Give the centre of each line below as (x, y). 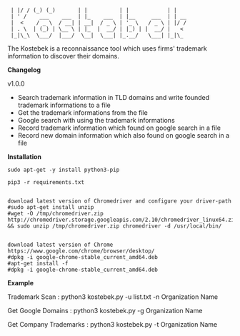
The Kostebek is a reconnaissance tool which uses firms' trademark (107, 49)
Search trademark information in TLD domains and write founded (114, 97)
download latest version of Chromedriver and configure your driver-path (120, 201)
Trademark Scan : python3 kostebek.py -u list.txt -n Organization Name (113, 297)
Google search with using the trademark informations (96, 120)
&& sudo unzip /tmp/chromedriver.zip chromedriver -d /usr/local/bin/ (115, 226)
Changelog (24, 70)
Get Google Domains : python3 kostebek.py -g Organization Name (105, 311)
